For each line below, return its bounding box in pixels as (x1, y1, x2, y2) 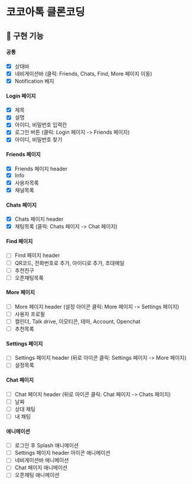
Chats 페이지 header (14, 215, 64, 222)
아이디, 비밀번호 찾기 (14, 136, 63, 143)
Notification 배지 (14, 78, 54, 85)
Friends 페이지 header (14, 165, 68, 172)
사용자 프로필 (14, 310, 45, 317)
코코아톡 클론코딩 (6, 5, 85, 19)
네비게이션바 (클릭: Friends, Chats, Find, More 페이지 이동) (14, 70, 152, 77)
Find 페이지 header (14, 252, 60, 259)
